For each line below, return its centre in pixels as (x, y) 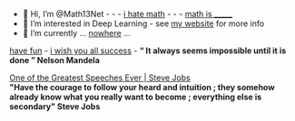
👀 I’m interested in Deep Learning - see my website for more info (143, 23)
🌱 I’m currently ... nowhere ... (76, 33)
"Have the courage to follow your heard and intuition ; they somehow (142, 87)
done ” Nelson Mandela (54, 60)
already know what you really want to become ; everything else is (136, 97)
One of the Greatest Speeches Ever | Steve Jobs (100, 78)
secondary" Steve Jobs (55, 107)
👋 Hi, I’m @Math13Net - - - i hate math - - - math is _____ (128, 14)
